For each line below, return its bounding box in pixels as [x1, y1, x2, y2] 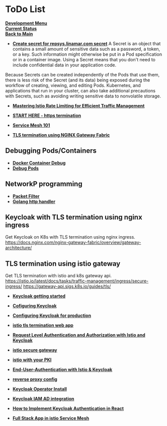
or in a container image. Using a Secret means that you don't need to [12, 56, 156, 62]
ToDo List [5, 4, 46, 15]
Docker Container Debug [12, 160, 66, 166]
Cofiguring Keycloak [12, 303, 57, 309]
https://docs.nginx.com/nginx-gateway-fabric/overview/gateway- [5, 240, 141, 246]
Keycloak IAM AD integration [12, 396, 74, 402]
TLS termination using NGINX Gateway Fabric [12, 132, 110, 138]
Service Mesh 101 [12, 122, 50, 128]
